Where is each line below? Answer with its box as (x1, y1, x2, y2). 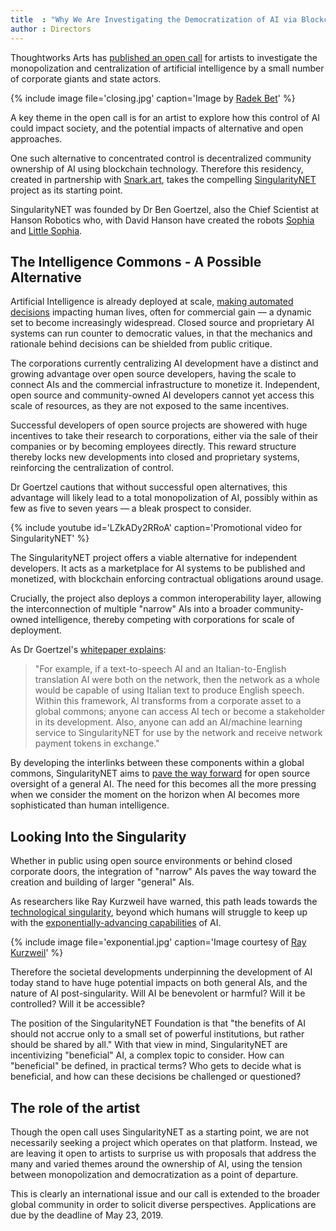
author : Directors (10, 24, 92, 34)
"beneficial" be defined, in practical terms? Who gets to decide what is (10, 1060, 302, 1072)
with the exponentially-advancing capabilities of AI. (10, 917, 222, 929)
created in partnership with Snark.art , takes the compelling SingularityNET (10, 173, 317, 185)
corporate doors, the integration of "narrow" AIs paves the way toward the (10, 866, 317, 878)
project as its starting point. (10, 184, 123, 196)
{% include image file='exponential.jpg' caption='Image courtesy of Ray (10, 936, 307, 948)
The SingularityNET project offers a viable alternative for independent (10, 552, 298, 564)
